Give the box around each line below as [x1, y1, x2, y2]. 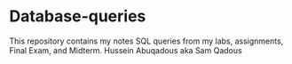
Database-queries [9, 6, 146, 27]
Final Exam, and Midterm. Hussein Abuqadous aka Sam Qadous [9, 44, 242, 55]
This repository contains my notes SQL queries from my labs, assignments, [9, 36, 284, 46]
